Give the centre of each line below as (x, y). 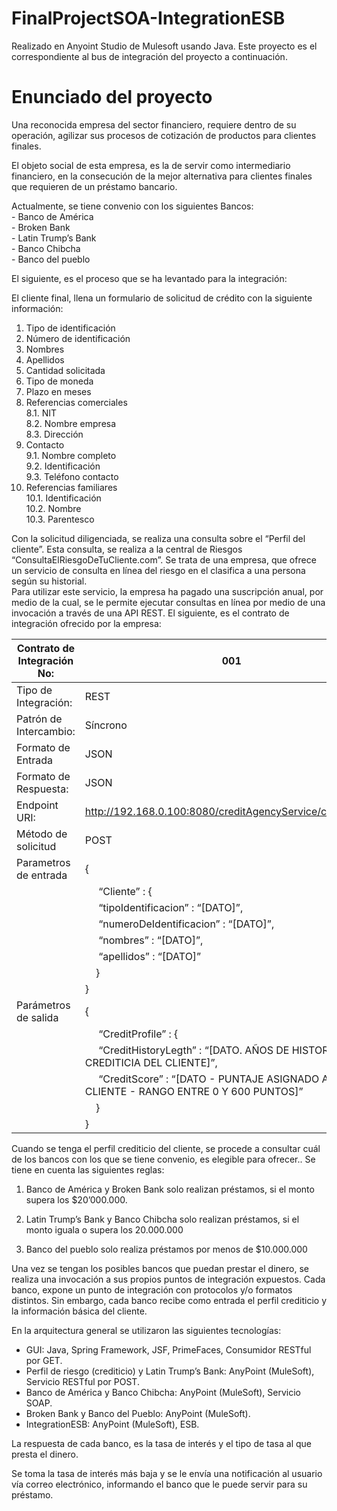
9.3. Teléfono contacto (72, 476)
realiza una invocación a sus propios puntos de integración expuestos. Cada (168, 1279)
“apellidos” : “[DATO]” (150, 956)
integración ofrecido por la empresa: (86, 623)
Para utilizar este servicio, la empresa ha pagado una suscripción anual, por (167, 591)
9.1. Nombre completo (71, 455)
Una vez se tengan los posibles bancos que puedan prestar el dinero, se (160, 1268)
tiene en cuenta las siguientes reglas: (88, 1169)
